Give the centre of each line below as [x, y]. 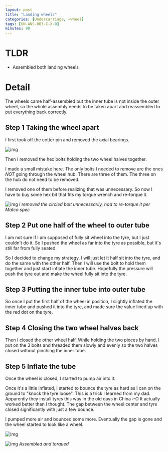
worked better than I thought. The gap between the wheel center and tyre [81, 404]
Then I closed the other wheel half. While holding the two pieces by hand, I [82, 340]
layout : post [19, 10]
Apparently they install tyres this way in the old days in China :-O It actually [83, 399]
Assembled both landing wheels [46, 67]
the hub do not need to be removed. [42, 179]
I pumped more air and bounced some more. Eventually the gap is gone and [83, 419]
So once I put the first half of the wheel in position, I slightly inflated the [79, 302]
